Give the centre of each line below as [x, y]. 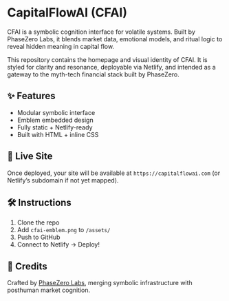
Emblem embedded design [55, 120]
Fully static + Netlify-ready [55, 127]
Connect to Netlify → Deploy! [58, 245]
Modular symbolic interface [56, 112]
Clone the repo [38, 222]
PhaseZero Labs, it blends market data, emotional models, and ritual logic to [115, 39]
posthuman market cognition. [49, 290]
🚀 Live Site [30, 156]
